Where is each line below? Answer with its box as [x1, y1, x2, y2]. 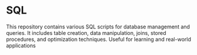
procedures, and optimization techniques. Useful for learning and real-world [6, 35, 192, 43]
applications [6, 42, 36, 49]
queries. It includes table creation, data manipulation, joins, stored [6, 29, 166, 36]
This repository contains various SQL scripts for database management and [6, 23, 191, 30]
